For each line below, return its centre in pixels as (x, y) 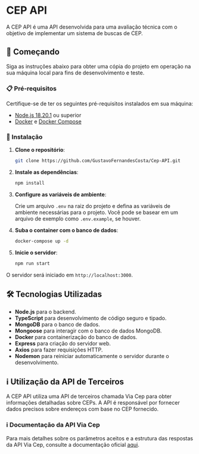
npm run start (32, 263)
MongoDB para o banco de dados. (57, 324)
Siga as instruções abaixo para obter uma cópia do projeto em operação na (99, 66)
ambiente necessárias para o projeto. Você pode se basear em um (97, 213)
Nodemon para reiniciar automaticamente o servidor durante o (92, 356)
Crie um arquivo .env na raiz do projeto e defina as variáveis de (93, 206)
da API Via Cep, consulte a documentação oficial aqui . (73, 444)
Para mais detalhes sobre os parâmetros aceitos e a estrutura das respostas (100, 438)
